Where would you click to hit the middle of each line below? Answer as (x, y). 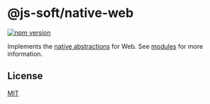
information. (25, 54)
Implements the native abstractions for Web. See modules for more (105, 46)
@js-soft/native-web (71, 13)
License (25, 76)
